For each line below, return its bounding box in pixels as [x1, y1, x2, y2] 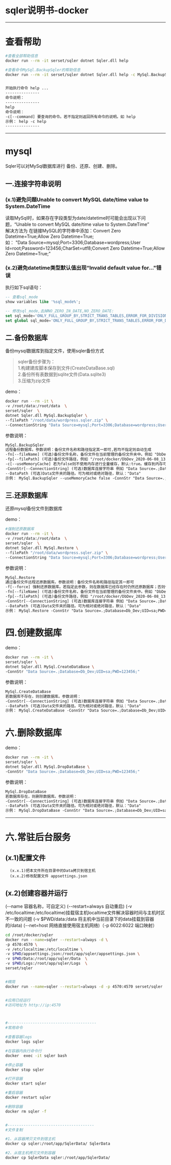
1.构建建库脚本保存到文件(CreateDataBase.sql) [17, 365, 116, 371]
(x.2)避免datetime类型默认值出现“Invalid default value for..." [5, 264, 157, 271]
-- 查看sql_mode [5, 295, 38, 300]
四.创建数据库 [5, 627, 62, 639]
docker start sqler [5, 1081, 47, 1086]
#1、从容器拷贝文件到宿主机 [5, 1136, 56, 1142]
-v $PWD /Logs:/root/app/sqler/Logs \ [5, 961, 88, 966]
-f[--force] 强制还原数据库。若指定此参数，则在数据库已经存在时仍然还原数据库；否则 [5, 585, 165, 590]
